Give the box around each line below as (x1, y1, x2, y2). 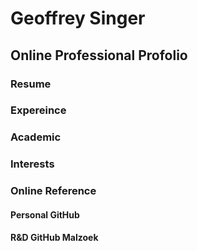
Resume (10, 77, 52, 91)
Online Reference (10, 184, 97, 198)
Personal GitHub (10, 208, 80, 221)
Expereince (10, 103, 67, 117)
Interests (10, 157, 55, 171)
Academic (10, 130, 62, 144)
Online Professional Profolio (10, 47, 188, 64)
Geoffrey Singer (10, 7, 146, 30)
